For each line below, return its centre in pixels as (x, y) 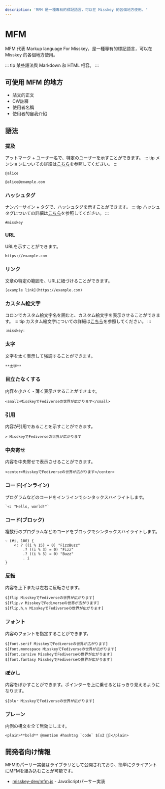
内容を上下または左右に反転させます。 (44, 588)
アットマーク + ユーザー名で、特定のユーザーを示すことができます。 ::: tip (80, 158)
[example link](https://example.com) (44, 290)
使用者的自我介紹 (30, 114)
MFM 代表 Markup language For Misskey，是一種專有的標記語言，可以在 (79, 48)
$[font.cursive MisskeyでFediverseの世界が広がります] (59, 654)
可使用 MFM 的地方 (34, 82)
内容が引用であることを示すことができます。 (50, 426)
